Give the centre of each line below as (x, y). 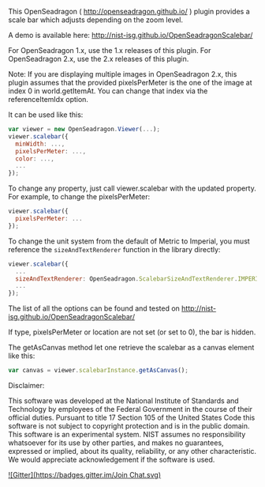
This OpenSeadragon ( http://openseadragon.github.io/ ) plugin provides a (129, 11)
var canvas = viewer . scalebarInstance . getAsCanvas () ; (99, 371)
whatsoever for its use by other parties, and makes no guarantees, (116, 443)
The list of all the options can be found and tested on (94, 308)
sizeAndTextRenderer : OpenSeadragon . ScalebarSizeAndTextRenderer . (127, 279)
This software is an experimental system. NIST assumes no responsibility (127, 434)
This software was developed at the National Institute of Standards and (123, 401)
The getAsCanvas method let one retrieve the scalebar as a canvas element (131, 348)
